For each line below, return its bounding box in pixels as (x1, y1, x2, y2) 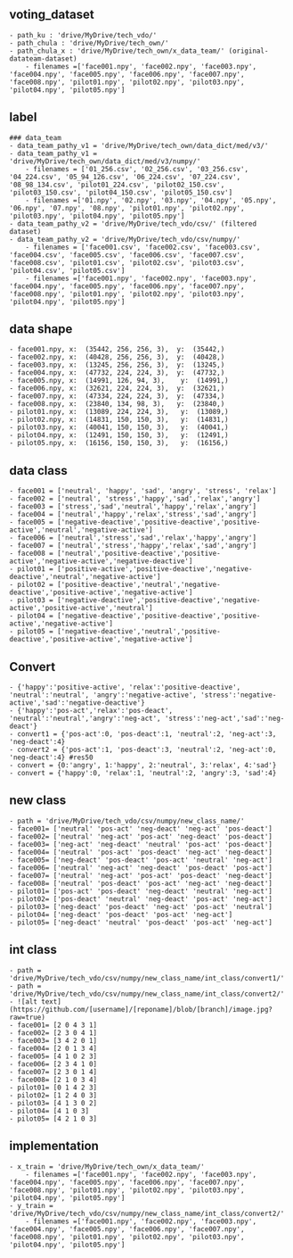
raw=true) (9, 1013, 46, 1022)
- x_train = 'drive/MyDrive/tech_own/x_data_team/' (9, 1162, 205, 1171)
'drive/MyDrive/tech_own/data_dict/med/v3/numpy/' (9, 156, 201, 166)
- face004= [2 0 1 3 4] (9, 1044, 98, 1053)
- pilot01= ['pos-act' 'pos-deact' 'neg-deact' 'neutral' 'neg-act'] (9, 887, 273, 896)
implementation (9, 1138, 100, 1154)
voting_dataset (9, 7, 95, 22)
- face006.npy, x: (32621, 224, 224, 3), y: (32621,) (9, 384, 225, 393)
